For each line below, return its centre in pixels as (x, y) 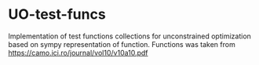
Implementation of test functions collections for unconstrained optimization (129, 36)
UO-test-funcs (57, 14)
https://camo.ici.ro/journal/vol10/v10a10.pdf (78, 52)
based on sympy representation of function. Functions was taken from (122, 44)
